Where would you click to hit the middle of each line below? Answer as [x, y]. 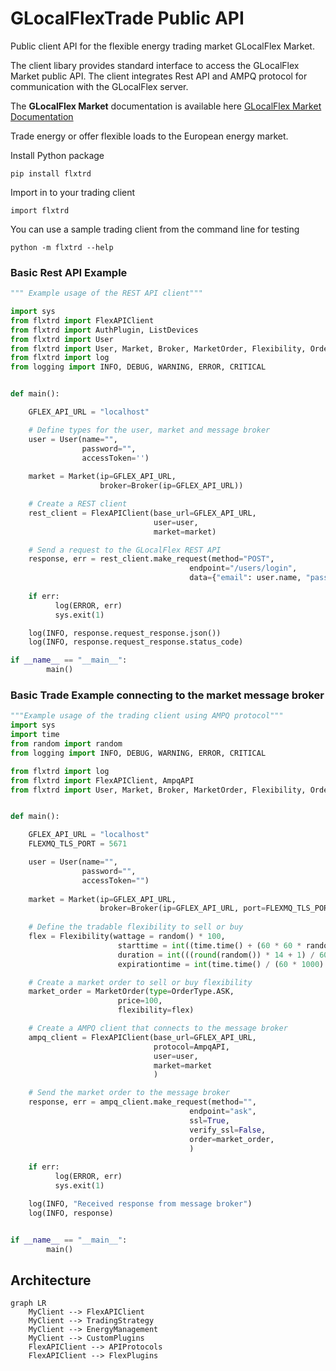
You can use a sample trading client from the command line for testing [155, 229]
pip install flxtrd [51, 173]
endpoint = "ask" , [223, 1112]
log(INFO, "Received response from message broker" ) [140, 1203]
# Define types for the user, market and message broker [149, 430]
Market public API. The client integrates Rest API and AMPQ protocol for [159, 76]
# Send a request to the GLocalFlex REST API [125, 550]
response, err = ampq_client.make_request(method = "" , [142, 1102]
